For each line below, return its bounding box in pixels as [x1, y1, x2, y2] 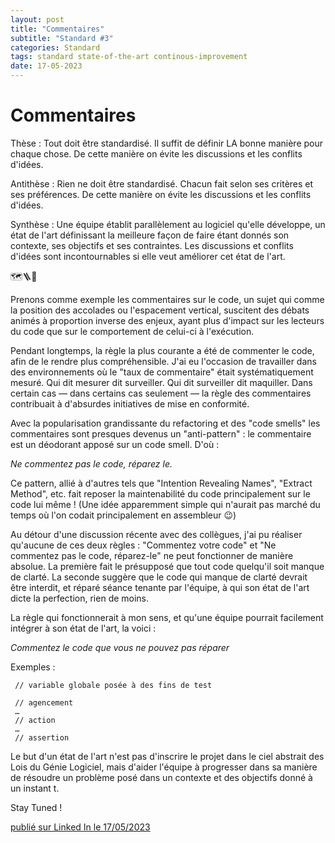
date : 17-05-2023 [10, 61, 83, 71]
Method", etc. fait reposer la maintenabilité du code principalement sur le [10, 487, 311, 500]
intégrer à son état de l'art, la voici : [10, 622, 157, 634]
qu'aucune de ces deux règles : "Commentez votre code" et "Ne [10, 539, 277, 551]
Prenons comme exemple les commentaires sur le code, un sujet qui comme [10, 293, 325, 305]
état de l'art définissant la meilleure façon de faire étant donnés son [10, 229, 290, 241]
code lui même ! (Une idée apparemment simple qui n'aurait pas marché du [10, 498, 321, 510]
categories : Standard [10, 42, 101, 53]
